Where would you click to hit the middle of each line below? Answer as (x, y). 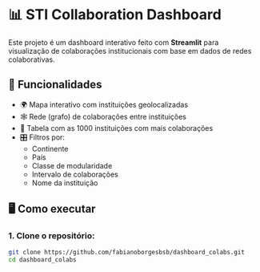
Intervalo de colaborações (75, 174)
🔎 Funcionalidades (55, 85)
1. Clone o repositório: (52, 236)
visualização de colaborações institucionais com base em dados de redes (130, 51)
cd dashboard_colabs (43, 260)
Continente (50, 148)
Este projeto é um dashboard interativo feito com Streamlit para (114, 42)
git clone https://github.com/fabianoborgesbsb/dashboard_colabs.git (127, 253)
